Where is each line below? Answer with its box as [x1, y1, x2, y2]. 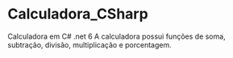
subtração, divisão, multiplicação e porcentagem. [7, 39, 173, 49]
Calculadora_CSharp [7, 5, 148, 23]
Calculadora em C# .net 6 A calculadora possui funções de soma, [7, 31, 227, 41]
